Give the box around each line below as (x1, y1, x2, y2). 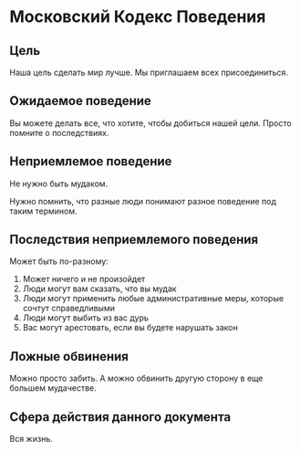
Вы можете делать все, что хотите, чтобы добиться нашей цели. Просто (9, 117, 292, 129)
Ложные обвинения (9, 349, 130, 364)
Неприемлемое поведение (9, 153, 172, 170)
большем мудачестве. (9, 383, 98, 393)
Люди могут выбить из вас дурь (22, 312, 149, 323)
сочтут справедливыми (22, 303, 116, 314)
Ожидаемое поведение (9, 93, 152, 109)
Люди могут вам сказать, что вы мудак (22, 283, 177, 294)
